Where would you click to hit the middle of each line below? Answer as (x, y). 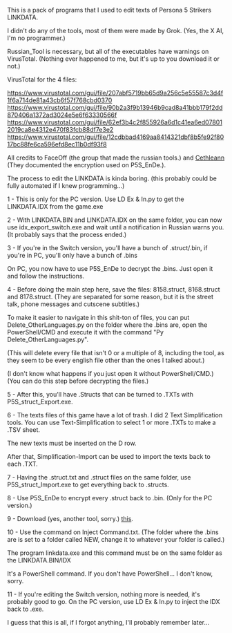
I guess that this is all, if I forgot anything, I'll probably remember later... (108, 622)
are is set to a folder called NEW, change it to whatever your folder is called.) (116, 539)
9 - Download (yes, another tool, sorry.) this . (70, 519)
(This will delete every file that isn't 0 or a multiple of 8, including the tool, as (116, 353)
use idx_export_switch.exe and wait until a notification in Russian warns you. (116, 227)
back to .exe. (26, 609)
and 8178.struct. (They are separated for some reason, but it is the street (110, 297)
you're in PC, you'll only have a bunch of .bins (72, 255)
